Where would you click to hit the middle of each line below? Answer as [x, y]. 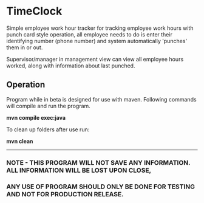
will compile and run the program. [49, 106]
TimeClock [34, 11]
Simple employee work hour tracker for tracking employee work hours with [100, 28]
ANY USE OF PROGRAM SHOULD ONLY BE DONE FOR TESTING [101, 187]
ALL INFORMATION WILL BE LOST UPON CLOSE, [79, 170]
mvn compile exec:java [36, 117]
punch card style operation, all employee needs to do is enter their [90, 34]
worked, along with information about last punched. [71, 66]
